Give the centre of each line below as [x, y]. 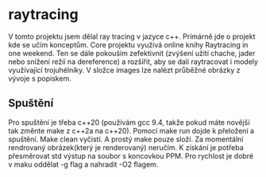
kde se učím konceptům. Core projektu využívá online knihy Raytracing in [128, 44]
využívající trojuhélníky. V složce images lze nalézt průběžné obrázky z [124, 70]
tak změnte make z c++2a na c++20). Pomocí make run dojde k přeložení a [131, 130]
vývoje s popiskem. [40, 78]
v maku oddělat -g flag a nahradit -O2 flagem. [83, 164]
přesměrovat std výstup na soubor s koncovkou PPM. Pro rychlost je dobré [131, 156]
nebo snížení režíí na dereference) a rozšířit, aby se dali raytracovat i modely [133, 62]
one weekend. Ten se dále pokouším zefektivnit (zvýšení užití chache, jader [132, 53]
